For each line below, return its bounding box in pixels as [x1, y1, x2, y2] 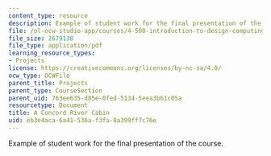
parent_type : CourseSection [8, 86, 103, 95]
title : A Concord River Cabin [8, 109, 110, 117]
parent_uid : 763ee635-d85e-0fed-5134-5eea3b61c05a [8, 94, 182, 102]
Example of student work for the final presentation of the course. [8, 138, 224, 148]
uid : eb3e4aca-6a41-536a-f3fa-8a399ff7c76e [8, 117, 157, 125]
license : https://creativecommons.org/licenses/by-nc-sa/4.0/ [8, 64, 222, 72]
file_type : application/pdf [8, 42, 103, 50]
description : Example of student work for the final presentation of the [8, 19, 262, 27]
